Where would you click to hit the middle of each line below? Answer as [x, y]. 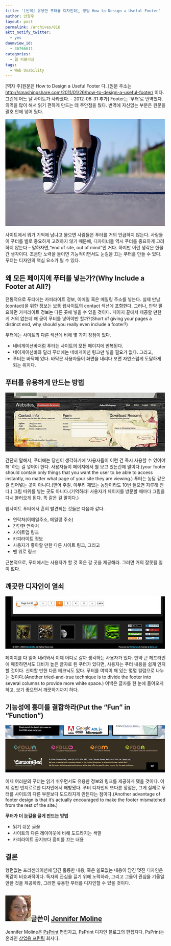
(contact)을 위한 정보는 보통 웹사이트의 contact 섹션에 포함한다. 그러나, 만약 [81, 306]
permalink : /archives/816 [33, 27]
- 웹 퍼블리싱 [22, 59]
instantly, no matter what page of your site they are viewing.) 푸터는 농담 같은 [86, 478]
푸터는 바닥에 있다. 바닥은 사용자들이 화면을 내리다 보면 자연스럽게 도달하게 [87, 359]
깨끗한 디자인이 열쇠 [35, 586]
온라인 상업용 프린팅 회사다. [33, 938]
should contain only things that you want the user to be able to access [79, 472]
